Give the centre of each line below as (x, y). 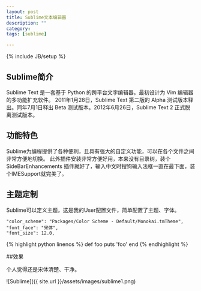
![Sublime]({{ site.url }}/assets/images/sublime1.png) (71, 281)
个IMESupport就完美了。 (37, 173)
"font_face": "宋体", (32, 228)
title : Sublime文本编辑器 (36, 17)
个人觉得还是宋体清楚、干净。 (43, 269)
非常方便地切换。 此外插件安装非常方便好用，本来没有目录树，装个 (88, 158)
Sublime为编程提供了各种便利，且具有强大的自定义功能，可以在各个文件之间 (100, 151)
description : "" (26, 23)
